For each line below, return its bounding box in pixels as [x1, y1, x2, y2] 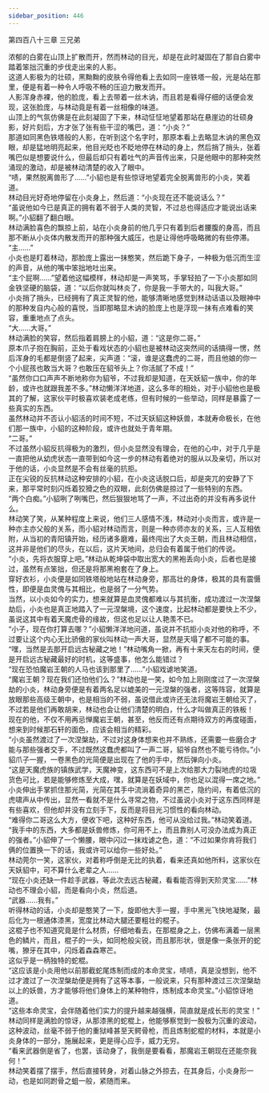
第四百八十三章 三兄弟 [8, 35, 81, 44]
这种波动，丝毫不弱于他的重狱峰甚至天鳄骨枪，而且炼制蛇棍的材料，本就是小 [8, 1026, 261, 1035]
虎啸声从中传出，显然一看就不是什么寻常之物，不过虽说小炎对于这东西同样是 [8, 794, 261, 804]
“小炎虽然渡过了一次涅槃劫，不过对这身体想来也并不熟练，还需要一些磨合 [8, 734, 251, 744]
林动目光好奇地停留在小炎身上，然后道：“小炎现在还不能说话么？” [8, 192, 226, 202]
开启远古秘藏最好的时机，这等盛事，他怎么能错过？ [14, 654, 184, 663]
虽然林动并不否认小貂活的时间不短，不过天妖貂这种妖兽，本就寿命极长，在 [8, 413, 254, 422]
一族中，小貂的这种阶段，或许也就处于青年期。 [22, 423, 177, 433]
